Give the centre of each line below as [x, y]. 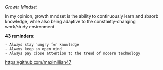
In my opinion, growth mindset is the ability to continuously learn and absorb [82, 16]
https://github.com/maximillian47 [38, 62]
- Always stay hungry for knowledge [42, 45]
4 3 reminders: [20, 36]
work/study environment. [30, 27]
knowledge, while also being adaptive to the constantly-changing [71, 21]
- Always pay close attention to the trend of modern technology [72, 53]
